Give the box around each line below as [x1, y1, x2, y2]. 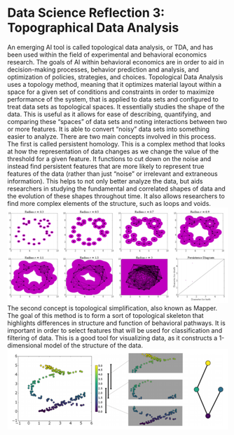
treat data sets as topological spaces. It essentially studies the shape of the [7, 102, 225, 111]
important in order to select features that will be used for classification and [7, 326, 223, 335]
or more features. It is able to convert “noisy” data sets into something [7, 125, 210, 133]
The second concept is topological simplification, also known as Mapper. [7, 304, 218, 312]
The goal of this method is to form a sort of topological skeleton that [7, 312, 205, 320]
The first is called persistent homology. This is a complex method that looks [7, 139, 226, 148]
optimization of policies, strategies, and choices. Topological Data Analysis [7, 72, 223, 81]
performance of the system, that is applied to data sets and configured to [7, 95, 219, 103]
